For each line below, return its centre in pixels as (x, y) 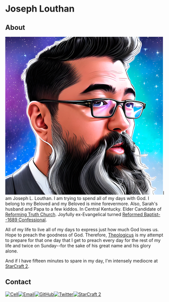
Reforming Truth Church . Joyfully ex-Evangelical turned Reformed (74, 214)
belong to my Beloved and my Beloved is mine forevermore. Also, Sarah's (81, 204)
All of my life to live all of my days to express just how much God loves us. (82, 230)
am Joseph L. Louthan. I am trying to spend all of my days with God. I (77, 198)
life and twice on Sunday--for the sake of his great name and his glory (78, 246)
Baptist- (152, 214)
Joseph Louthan (40, 9)
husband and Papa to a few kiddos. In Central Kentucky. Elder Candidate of (83, 209)
